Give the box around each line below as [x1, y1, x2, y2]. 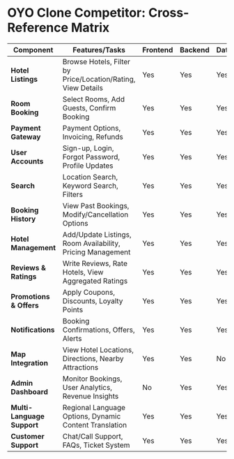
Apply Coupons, [62, 287, 116, 297]
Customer [10, 431, 45, 441]
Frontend [142, 45, 173, 54]
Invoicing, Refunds [62, 131, 124, 141]
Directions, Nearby [62, 354, 124, 363]
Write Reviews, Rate [62, 258, 127, 268]
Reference [7, 20, 68, 36]
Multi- [10, 402, 33, 412]
